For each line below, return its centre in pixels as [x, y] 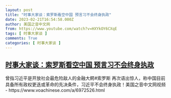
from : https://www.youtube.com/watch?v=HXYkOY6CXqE [61, 29]
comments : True [21, 39]
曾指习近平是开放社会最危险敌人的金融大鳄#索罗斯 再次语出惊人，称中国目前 [85, 78]
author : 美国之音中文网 [28, 24]
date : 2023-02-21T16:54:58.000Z [39, 19]
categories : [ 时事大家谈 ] [33, 43]
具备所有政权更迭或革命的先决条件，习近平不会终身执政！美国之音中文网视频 [85, 84]
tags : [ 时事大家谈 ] [26, 34]
